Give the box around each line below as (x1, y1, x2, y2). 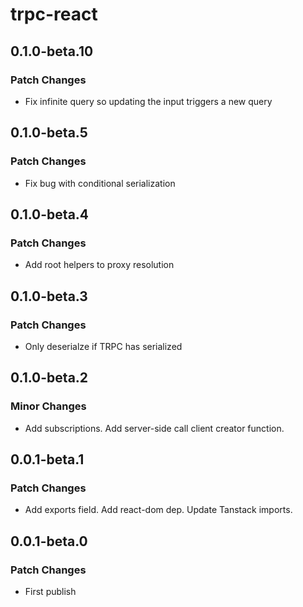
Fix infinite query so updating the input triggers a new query (24, 95, 273, 107)
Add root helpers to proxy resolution (24, 259, 175, 271)
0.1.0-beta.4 (10, 206, 90, 223)
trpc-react (10, 3, 98, 26)
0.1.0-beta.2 (10, 369, 89, 387)
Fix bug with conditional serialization (24, 177, 176, 189)
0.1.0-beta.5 (10, 124, 88, 142)
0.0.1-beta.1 (10, 451, 85, 468)
